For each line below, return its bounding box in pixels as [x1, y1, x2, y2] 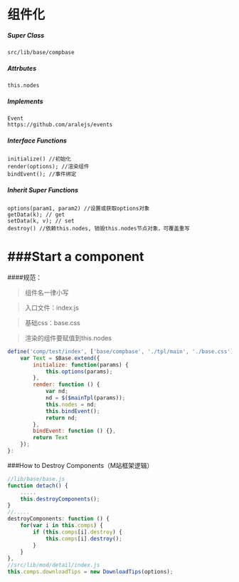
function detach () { [7, 482, 69, 489]
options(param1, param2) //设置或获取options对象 [7, 205, 150, 213]
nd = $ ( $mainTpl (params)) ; [45, 394, 126, 402]
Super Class [7, 31, 45, 39]
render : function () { [33, 381, 100, 389]
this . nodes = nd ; [45, 401, 97, 408]
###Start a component [7, 249, 144, 265]
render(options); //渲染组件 [7, 163, 90, 170]
